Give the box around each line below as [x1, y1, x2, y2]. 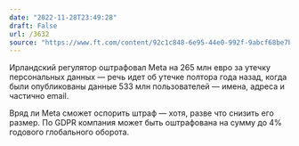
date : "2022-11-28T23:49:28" [9, 12, 117, 22]
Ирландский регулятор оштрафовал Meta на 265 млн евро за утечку [9, 62, 271, 73]
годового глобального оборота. [9, 126, 130, 138]
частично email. [9, 91, 69, 101]
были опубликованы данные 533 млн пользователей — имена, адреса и [9, 81, 285, 92]
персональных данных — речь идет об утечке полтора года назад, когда [9, 72, 287, 83]
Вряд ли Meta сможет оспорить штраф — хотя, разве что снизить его [9, 108, 274, 118]
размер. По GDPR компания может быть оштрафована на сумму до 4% [9, 118, 282, 128]
